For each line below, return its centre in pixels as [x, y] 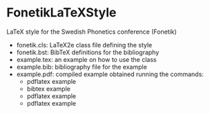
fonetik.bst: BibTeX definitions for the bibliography [88, 52]
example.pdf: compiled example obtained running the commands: [110, 74]
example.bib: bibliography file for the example [82, 67]
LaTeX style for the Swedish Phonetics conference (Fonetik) [92, 32]
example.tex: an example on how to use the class [86, 59]
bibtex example [48, 89]
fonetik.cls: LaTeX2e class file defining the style [84, 45]
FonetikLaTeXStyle [61, 13]
